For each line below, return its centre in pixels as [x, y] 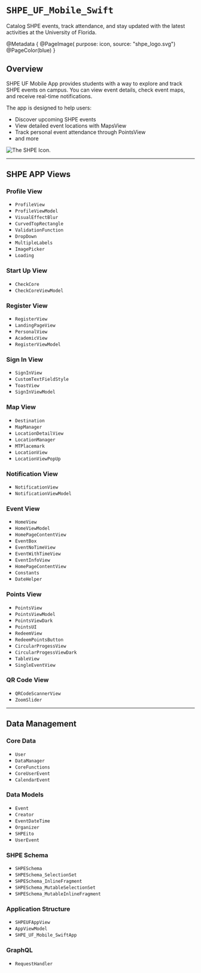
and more [27, 138]
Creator [24, 815]
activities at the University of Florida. [51, 32]
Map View [21, 407]
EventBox [26, 541]
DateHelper [28, 579]
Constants [27, 573]
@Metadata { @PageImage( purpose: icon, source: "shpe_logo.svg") [91, 44]
